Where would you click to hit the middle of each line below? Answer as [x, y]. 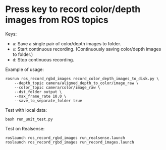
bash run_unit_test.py [29, 119]
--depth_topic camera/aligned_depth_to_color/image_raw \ [76, 83]
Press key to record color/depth [73, 9]
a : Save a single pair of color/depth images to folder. [67, 43]
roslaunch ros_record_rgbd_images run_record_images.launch [70, 142]
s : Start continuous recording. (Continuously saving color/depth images [87, 49]
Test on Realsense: [25, 128]
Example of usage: [25, 69]
